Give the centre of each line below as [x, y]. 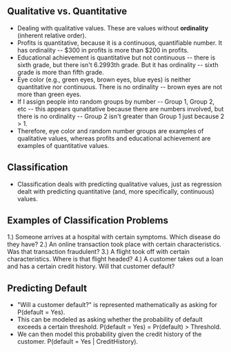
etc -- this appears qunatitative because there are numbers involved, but [120, 109]
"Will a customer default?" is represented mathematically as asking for [117, 305]
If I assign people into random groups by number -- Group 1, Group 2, [116, 101]
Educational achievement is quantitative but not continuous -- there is [116, 57]
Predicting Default [47, 288]
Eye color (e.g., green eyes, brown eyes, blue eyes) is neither [104, 80]
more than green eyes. [49, 94]
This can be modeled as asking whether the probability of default [110, 319]
